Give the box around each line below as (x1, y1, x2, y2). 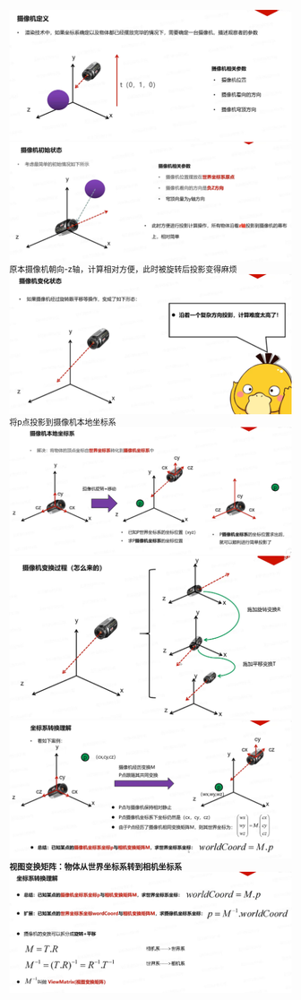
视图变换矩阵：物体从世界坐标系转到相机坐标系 (9, 861, 182, 872)
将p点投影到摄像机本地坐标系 (9, 416, 116, 427)
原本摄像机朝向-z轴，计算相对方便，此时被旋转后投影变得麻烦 (9, 263, 237, 274)
